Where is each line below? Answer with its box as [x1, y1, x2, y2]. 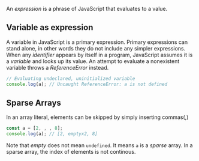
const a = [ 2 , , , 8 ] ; [6, 126, 63, 132]
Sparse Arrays [6, 97, 62, 108]
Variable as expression [6, 22, 94, 32]
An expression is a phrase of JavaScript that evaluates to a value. [6, 5, 168, 12]
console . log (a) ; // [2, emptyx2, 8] [6, 131, 98, 137]
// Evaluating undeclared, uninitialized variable [6, 75, 135, 82]
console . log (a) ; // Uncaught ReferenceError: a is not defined [6, 81, 168, 87]
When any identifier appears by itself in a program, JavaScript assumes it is [6, 51, 193, 58]
